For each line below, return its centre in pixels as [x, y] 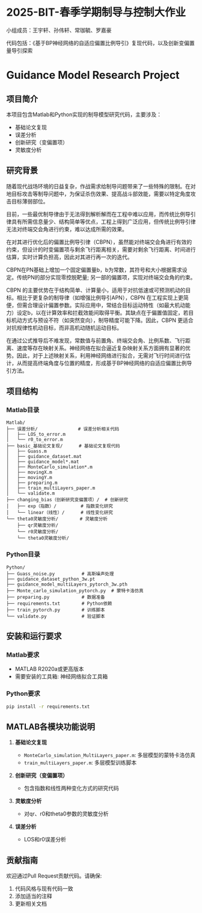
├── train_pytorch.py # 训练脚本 [56, 610]
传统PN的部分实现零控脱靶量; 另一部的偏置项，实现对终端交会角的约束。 [106, 277]
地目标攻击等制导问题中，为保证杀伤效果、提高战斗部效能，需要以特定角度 [98, 194]
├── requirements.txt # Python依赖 [59, 603]
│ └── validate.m [31, 494]
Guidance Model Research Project [93, 75]
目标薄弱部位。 [30, 201]
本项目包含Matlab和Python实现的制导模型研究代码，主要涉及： [84, 114]
